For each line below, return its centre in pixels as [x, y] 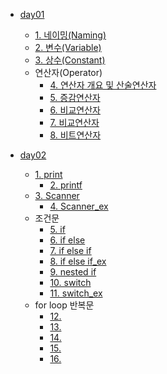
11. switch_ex [76, 293]
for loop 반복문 [64, 305]
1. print [48, 174]
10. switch [70, 282]
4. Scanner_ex [79, 206]
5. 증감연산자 [75, 97]
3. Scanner [57, 195]
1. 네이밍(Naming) [70, 35]
